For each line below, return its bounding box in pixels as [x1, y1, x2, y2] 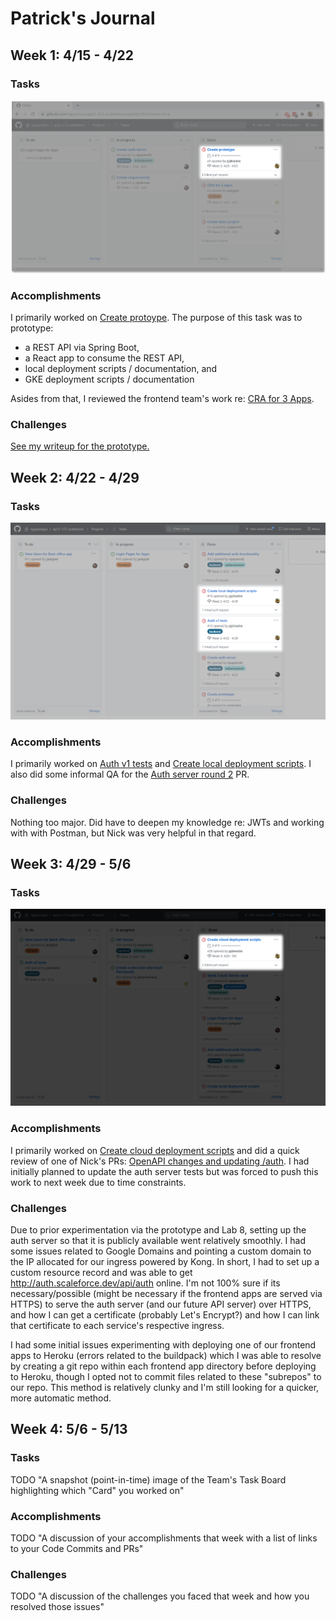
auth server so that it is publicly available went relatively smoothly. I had [10, 1234, 307, 1246]
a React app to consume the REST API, [24, 352, 185, 364]
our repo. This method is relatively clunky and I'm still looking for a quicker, [10, 1381, 320, 1393]
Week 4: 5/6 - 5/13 [10, 1421, 128, 1438]
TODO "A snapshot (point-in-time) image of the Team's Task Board [10, 1473, 287, 1486]
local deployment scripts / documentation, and [24, 363, 218, 375]
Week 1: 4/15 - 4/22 [10, 47, 135, 64]
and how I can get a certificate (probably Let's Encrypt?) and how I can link [10, 1308, 320, 1321]
